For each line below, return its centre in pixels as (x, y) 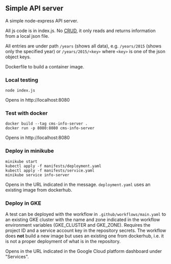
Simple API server (34, 8)
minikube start (21, 161)
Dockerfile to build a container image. (45, 66)
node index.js (20, 91)
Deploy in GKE (23, 203)
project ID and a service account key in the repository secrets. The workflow (86, 230)
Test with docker (27, 113)
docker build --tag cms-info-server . (46, 124)
